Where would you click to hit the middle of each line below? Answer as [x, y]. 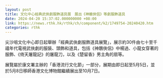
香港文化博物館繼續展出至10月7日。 [67, 71]
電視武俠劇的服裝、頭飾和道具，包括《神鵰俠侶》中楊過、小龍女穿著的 [88, 48]
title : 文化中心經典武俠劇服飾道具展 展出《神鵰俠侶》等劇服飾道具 [65, 14]
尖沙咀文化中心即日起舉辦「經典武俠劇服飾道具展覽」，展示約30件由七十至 [79, 42]
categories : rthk [23, 28]
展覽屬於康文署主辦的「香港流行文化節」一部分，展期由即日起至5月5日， [78, 65]
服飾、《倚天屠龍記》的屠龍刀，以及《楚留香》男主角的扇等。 [66, 55]
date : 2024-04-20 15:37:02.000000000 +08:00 [51, 19]
